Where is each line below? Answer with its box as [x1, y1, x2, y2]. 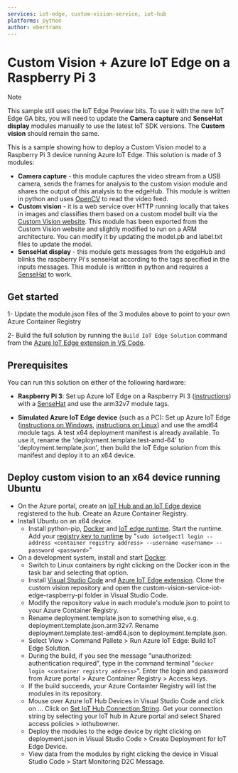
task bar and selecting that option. [28, 568, 129, 577]
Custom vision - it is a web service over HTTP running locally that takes [17, 202, 229, 210]
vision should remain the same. [7, 129, 99, 138]
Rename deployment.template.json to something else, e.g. [28, 613, 199, 622]
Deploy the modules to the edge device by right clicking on [28, 727, 201, 735]
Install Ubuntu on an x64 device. [17, 516, 113, 525]
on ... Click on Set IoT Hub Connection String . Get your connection [28, 704, 222, 713]
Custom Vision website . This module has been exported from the [17, 218, 208, 226]
